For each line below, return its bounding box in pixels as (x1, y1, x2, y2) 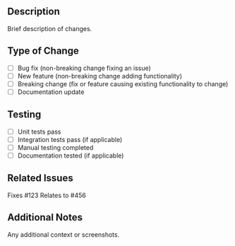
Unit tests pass (17, 127, 61, 136)
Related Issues (7, 172, 73, 184)
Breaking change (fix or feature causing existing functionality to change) (17, 79, 229, 88)
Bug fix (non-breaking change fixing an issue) (17, 64, 152, 72)
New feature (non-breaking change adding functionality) (17, 71, 182, 80)
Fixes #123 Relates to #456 (7, 191, 86, 199)
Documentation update (17, 88, 85, 96)
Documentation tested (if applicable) (17, 151, 124, 160)
